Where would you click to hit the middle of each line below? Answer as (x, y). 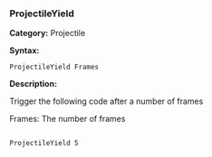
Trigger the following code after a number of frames (106, 101)
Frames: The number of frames (67, 119)
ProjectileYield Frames (54, 67)
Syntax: (24, 51)
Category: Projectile (48, 33)
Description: (33, 84)
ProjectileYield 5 (44, 143)
